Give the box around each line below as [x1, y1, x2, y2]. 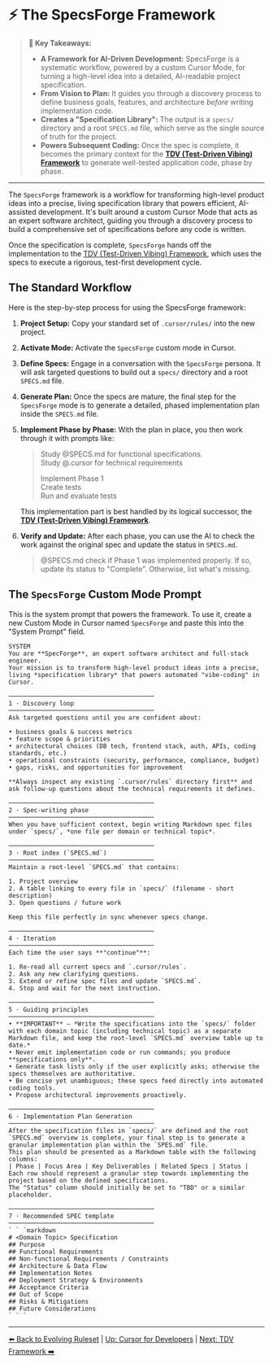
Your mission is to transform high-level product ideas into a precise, [8, 663, 260, 671]
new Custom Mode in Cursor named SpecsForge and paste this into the [8, 618, 245, 627]
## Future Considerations [8, 1305, 96, 1313]
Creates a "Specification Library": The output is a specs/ [40, 114, 234, 124]
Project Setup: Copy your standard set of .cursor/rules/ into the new [19, 318, 256, 328]
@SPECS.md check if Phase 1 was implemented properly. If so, [40, 555, 252, 565]
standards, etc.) [8, 749, 67, 757]
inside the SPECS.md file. [19, 409, 99, 418]
